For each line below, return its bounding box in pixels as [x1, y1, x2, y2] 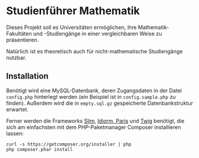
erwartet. [6, 105, 29, 113]
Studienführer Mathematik [6, 4, 140, 18]
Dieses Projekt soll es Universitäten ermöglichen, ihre [6, 24, 137, 31]
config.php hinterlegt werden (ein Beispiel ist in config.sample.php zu [6, 93, 176, 100]
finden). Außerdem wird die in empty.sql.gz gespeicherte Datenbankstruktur [6, 99, 193, 107]
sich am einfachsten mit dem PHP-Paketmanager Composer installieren [6, 123, 181, 131]
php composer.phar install [6, 146, 73, 152]
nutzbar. [6, 54, 27, 61]
